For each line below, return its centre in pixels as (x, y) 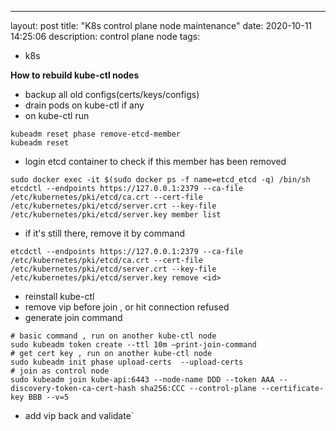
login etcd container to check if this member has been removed (155, 161)
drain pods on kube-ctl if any (84, 105)
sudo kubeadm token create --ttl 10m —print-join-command (133, 345)
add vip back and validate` (79, 415)
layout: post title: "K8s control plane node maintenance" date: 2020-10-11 (161, 25)
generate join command (73, 317)
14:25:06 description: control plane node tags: (105, 36)
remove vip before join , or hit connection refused (127, 307)
